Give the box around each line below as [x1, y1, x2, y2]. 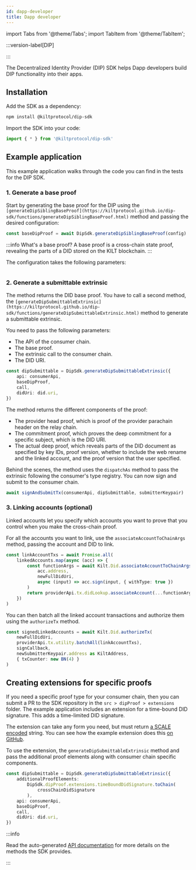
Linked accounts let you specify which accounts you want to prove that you [6, 517, 188, 524]
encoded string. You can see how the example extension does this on [6, 730, 173, 737]
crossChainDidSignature [37, 788, 95, 793]
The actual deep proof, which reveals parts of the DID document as [14, 442, 176, 449]
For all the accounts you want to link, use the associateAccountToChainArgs [6, 534, 185, 541]
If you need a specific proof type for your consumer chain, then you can [6, 693, 180, 700]
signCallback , [16, 645, 51, 651]
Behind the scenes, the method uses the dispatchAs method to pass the [6, 466, 179, 473]
